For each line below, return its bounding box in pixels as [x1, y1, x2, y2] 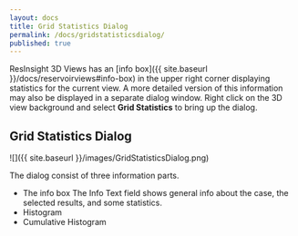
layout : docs [9, 13, 59, 23]
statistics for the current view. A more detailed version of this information [9, 83, 283, 93]
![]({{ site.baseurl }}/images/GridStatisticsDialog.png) [9, 152, 210, 163]
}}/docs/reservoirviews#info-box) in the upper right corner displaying [9, 74, 271, 84]
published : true [9, 38, 71, 48]
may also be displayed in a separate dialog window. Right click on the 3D [9, 93, 283, 103]
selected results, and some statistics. [22, 197, 162, 209]
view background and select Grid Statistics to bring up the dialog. [9, 102, 258, 113]
